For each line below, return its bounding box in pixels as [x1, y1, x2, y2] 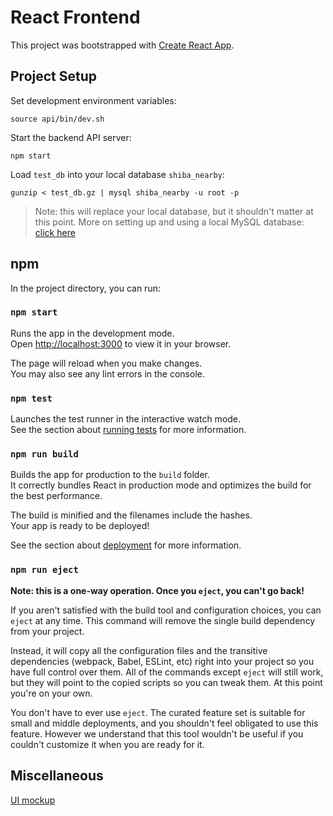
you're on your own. [10, 687, 93, 699]
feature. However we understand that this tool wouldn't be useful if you [10, 727, 304, 740]
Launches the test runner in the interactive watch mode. [10, 413, 242, 425]
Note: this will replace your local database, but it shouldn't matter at [34, 205, 314, 217]
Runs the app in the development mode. [10, 327, 175, 339]
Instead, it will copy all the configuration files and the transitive [10, 644, 268, 656]
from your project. [10, 625, 85, 637]
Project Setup [10, 68, 98, 85]
